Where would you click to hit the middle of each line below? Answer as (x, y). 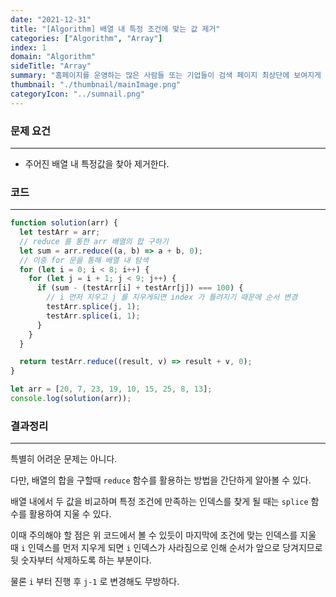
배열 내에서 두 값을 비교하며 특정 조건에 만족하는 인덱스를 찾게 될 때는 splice (159, 502)
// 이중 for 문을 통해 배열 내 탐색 (84, 260)
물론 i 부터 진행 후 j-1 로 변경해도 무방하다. (95, 582)
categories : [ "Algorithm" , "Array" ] (86, 38)
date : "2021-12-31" (51, 19)
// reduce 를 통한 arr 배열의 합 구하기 (94, 241)
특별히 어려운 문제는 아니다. (64, 459)
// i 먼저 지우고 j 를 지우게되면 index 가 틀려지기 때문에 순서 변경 (172, 297)
